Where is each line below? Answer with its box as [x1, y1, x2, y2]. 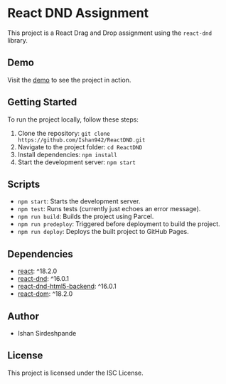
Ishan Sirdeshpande [17, 329, 77, 337]
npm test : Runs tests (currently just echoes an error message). [17, 205, 201, 213]
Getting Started [7, 96, 77, 108]
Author [7, 310, 39, 322]
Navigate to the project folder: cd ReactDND [17, 142, 143, 151]
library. [7, 36, 28, 44]
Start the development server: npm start [17, 158, 136, 166]
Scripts [7, 178, 41, 190]
